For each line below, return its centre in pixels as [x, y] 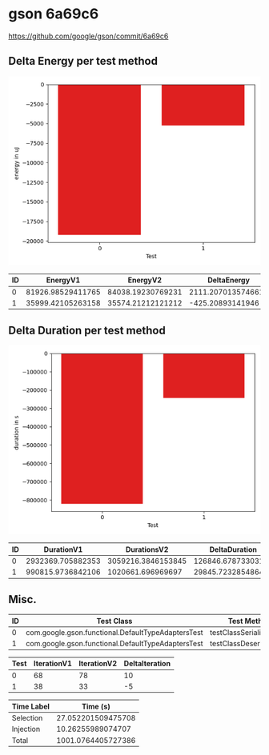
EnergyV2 [145, 280]
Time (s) [96, 706]
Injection [26, 729]
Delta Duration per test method [87, 330]
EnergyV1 [63, 280]
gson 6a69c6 [54, 14]
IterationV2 [98, 664]
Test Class [114, 621]
